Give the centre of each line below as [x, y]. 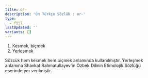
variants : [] [18, 32]
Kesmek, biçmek [29, 46]
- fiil [16, 23]
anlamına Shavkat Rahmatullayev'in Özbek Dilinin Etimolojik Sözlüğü [73, 65]
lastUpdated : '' [21, 28]
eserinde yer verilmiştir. [28, 70]
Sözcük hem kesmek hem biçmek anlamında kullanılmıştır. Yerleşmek [74, 60]
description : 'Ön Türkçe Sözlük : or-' [45, 14]
